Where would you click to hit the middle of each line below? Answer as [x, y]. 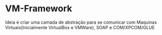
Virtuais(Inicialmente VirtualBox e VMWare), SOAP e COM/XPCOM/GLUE [80, 27]
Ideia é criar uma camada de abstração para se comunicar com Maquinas [81, 22]
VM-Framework [39, 9]
